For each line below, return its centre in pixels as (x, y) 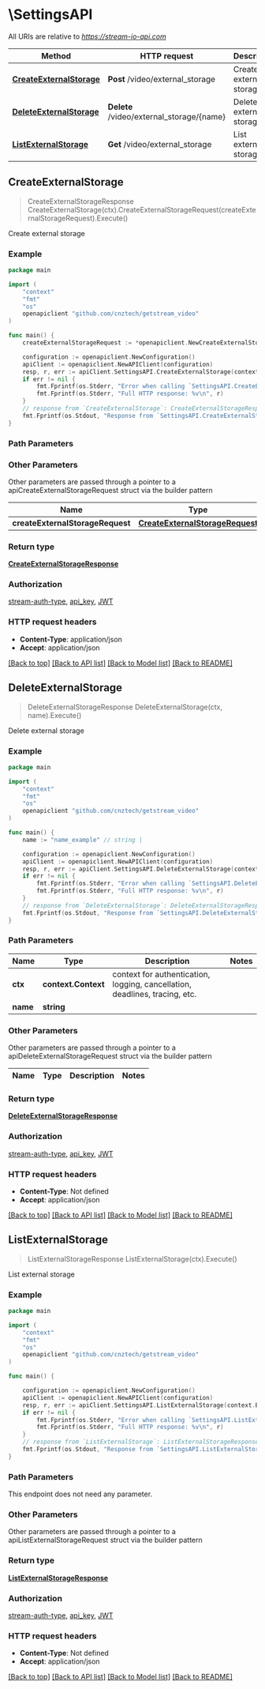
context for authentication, (161, 974)
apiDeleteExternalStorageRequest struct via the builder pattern (110, 1056)
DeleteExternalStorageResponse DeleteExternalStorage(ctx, (125, 707)
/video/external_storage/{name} (167, 116)
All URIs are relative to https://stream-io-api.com (88, 36)
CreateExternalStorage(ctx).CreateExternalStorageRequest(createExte (142, 209)
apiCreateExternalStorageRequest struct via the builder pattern (110, 490)
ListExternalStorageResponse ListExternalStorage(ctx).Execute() (132, 1258)
